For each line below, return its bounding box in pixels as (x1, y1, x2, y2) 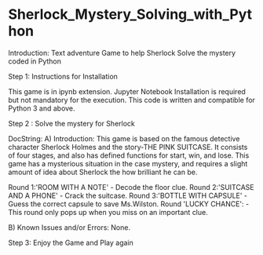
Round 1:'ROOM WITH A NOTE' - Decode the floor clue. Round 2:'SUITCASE (8, 182, 254, 191)
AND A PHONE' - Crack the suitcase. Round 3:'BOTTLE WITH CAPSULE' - (8, 191, 248, 200)
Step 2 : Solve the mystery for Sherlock (8, 118, 136, 128)
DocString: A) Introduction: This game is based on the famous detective (8, 133, 240, 143)
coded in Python (8, 56, 61, 66)
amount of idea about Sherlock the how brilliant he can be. (8, 167, 198, 177)
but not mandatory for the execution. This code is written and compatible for (8, 95, 255, 104)
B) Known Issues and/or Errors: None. (8, 222, 131, 232)
